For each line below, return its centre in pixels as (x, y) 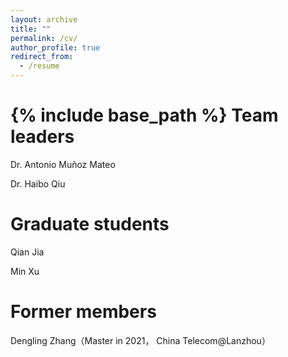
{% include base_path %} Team (144, 115)
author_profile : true (55, 47)
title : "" (31, 29)
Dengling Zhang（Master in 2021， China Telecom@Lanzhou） (140, 340)
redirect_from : (42, 57)
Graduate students (90, 224)
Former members (83, 312)
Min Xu (25, 271)
